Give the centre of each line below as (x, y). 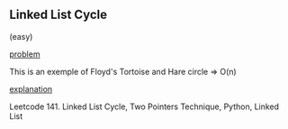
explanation (31, 88)
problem (25, 54)
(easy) (21, 36)
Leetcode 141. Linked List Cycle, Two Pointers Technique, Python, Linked (144, 106)
